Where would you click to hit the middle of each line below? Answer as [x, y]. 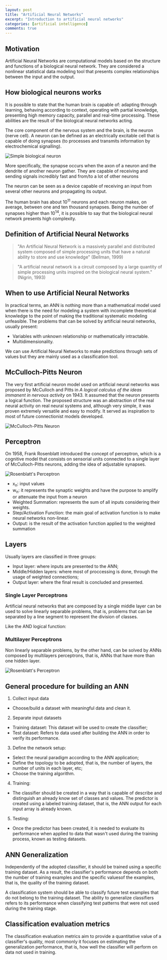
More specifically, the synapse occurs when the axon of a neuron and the [81, 165]
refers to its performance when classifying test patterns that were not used [82, 903]
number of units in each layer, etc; [47, 768]
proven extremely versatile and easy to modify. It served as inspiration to [80, 411]
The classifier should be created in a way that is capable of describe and [87, 793]
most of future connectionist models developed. [55, 416]
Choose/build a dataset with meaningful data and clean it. [72, 708]
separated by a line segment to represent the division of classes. [72, 617]
